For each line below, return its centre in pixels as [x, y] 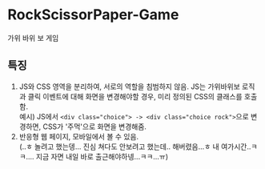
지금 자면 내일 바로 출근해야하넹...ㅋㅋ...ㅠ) [102, 156]
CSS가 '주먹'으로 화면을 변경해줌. [95, 127]
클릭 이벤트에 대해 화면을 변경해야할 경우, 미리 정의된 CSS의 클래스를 [135, 96]
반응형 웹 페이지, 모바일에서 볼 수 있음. [79, 136]
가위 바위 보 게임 [33, 38]
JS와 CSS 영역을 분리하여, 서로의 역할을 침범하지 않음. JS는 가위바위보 [130, 87]
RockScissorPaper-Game [93, 15]
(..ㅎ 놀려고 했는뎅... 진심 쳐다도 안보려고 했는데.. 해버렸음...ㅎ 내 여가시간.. [135, 147]
